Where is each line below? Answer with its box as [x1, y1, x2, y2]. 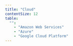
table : [5, 16, 18, 21]
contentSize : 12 [5, 11, 38, 16]
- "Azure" [14, 29, 34, 34]
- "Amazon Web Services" [14, 25, 64, 30]
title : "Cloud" [5, 7, 36, 12]
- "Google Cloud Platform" [14, 34, 69, 39]
